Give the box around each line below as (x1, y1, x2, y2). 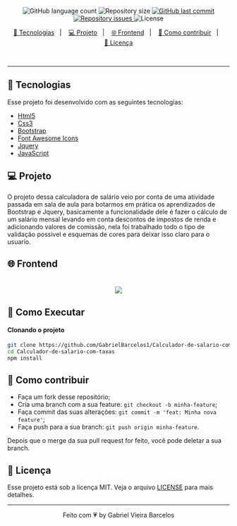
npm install (7, 355, 42, 362)
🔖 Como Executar (7, 306, 85, 318)
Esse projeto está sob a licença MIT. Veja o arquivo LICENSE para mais (7, 483, 214, 491)
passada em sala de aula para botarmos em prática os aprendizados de (7, 200, 216, 208)
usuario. (7, 237, 32, 246)
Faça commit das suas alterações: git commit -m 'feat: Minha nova (17, 408, 217, 416)
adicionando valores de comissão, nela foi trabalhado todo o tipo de (7, 222, 205, 231)
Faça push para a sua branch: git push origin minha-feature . (17, 423, 200, 432)
